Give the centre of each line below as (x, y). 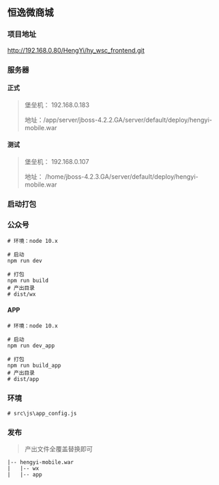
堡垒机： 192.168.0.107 (57, 162)
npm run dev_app (31, 346)
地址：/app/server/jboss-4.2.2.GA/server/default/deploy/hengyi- (118, 120)
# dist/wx (22, 294)
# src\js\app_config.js (42, 413)
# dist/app (23, 379)
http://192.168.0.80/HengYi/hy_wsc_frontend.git (76, 50)
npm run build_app (34, 366)
